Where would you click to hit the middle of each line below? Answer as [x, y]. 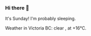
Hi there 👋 [17, 8]
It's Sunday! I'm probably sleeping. [41, 19]
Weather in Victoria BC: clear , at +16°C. [46, 28]
